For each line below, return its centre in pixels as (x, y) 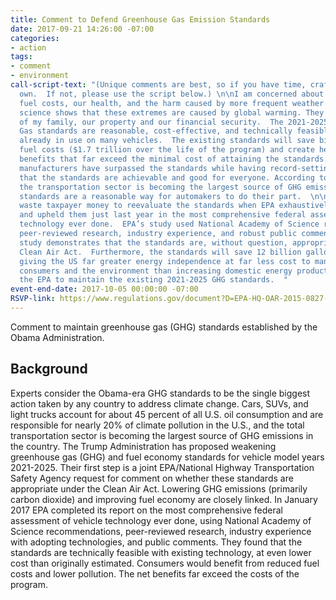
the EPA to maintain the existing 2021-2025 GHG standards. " (153, 280)
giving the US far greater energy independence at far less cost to (165, 261)
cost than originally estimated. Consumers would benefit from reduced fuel (165, 563)
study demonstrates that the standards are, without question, (153, 242)
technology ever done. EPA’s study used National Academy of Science (169, 224)
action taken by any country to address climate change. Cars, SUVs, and (159, 403)
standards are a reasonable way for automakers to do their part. (160, 196)
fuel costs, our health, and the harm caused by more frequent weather (172, 103)
